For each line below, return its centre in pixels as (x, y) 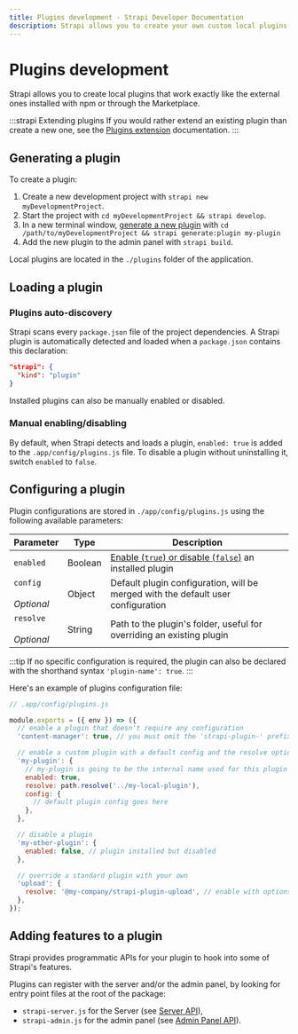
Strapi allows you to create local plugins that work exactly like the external (145, 94)
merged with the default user (171, 594)
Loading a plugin (56, 287)
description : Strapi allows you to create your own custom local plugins (149, 26)
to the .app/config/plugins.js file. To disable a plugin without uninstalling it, (149, 452)
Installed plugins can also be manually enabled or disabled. (117, 400)
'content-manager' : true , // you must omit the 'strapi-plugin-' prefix (154, 737)
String (80, 629)
